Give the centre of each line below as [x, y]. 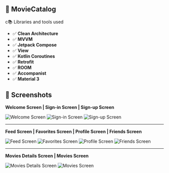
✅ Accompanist [29, 73]
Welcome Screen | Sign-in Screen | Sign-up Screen [60, 107]
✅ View [20, 50]
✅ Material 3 [26, 79]
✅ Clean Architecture [35, 33]
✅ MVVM [22, 39]
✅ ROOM [22, 67]
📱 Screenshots [29, 95]
